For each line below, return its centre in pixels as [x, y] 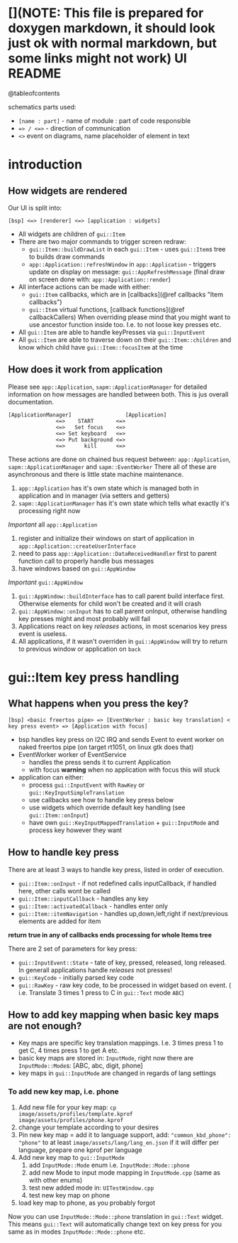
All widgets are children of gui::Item [72, 234]
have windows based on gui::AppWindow [77, 568]
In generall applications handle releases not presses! [95, 970]
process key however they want [75, 830]
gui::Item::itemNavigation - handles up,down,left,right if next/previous [123, 913]
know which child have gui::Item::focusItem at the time [101, 347]
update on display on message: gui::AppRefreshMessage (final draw [127, 271]
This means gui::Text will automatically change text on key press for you [115, 1224]
